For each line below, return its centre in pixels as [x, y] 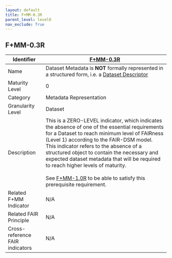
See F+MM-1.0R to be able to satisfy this [95, 178]
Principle [18, 221]
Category [19, 98]
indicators [20, 248]
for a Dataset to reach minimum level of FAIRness [104, 134]
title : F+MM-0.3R [24, 15]
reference [20, 235]
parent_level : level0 [28, 19]
